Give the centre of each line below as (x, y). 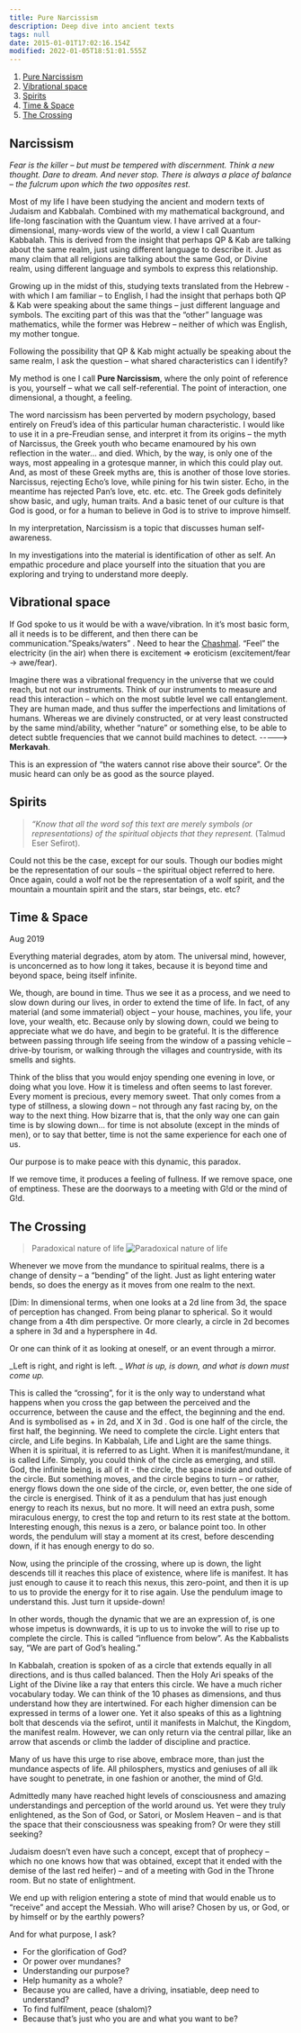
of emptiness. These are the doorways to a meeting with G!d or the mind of (148, 1188)
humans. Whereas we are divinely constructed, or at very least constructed (149, 718)
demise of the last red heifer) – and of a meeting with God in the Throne (142, 1871)
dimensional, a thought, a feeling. (71, 397)
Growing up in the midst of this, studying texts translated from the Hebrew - (150, 285)
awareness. (31, 538)
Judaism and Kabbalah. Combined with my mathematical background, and (147, 211)
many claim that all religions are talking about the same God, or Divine (138, 258)
